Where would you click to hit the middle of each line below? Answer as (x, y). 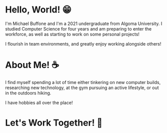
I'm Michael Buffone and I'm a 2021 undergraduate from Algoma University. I (84, 23)
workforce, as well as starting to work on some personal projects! (72, 34)
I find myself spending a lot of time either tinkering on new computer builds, (83, 82)
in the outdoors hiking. (28, 93)
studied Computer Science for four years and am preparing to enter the (79, 28)
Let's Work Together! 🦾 (54, 123)
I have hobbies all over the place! (39, 102)
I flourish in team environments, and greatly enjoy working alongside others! (83, 43)
